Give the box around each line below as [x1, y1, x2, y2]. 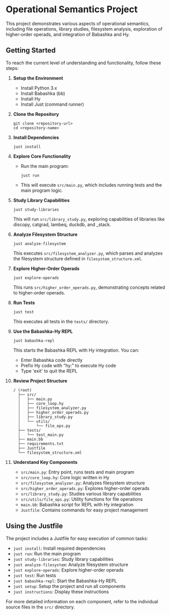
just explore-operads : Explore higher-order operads [13, 567, 124, 573]
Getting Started [6, 46, 56, 55]
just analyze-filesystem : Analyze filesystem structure [13, 561, 129, 568]
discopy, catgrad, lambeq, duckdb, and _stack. [13, 221, 111, 228]
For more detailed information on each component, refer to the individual [6, 598, 158, 604]
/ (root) [13, 387, 32, 392]
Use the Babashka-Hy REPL [13, 328, 73, 334]
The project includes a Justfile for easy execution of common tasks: [6, 535, 148, 542]
